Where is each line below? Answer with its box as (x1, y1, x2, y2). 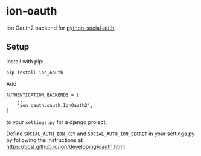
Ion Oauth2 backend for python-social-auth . (6, 24, 116, 31)
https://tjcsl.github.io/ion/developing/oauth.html (6, 143, 126, 150)
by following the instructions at (6, 136, 83, 143)
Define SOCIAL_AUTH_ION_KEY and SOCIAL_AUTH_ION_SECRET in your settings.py (6, 130, 195, 137)
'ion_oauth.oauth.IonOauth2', (17, 102, 94, 108)
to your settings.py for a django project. (6, 118, 107, 125)
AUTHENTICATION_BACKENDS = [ (6, 92, 80, 98)
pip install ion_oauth (6, 70, 63, 76)
